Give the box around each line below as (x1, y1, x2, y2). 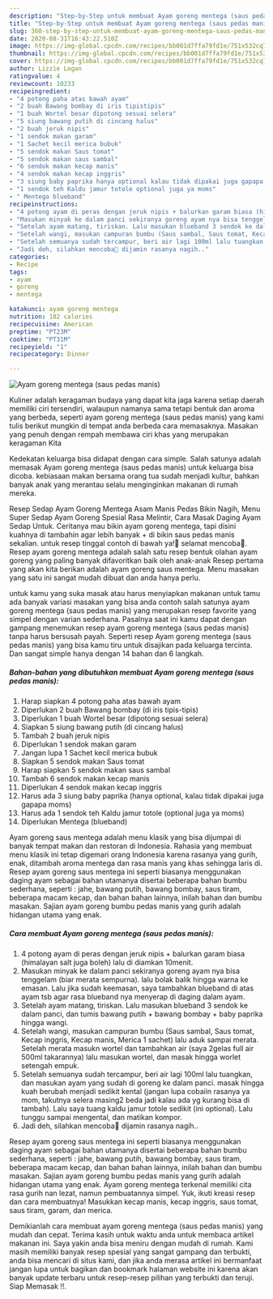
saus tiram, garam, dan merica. (9, 1206, 113, 1216)
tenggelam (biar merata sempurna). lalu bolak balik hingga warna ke (20, 975, 249, 985)
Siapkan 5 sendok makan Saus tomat (20, 756, 145, 766)
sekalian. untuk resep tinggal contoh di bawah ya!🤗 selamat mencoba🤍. (9, 539, 248, 548)
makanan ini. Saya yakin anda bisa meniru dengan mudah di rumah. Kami (9, 1238, 254, 1248)
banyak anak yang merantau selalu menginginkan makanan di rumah (9, 479, 238, 490)
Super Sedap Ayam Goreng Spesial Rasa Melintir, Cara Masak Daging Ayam (9, 513, 262, 522)
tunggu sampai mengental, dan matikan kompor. (20, 1113, 183, 1122)
